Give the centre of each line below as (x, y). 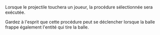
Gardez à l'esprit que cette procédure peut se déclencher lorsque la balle (80, 22)
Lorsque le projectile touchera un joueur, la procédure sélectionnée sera (79, 7)
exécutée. (15, 12)
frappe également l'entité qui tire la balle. (47, 27)
